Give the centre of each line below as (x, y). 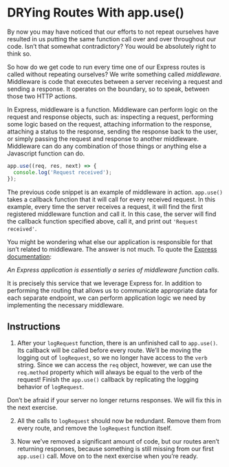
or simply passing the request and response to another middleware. (103, 138)
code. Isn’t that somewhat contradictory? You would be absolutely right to (112, 46)
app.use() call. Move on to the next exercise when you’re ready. (107, 456)
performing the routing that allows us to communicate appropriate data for (112, 290)
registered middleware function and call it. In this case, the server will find (112, 214)
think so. (19, 54)
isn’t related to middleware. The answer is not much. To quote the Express (112, 249)
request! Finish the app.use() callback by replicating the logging (108, 380)
